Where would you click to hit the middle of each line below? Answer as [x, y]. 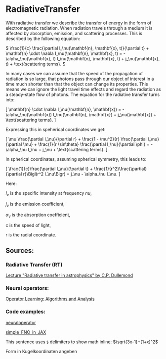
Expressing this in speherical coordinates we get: [56, 129]
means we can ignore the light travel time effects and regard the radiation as [83, 89]
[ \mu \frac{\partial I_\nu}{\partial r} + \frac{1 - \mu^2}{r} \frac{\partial [76, 139]
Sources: [20, 250]
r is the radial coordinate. [31, 235]
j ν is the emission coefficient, [35, 204]
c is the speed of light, [28, 225]
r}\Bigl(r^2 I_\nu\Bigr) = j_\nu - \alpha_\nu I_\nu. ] [72, 174]
